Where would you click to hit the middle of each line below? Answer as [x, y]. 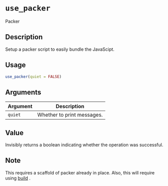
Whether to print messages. [70, 115]
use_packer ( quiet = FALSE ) [33, 76]
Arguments [23, 92]
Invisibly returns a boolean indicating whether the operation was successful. [84, 145]
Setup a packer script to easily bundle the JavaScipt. [60, 49]
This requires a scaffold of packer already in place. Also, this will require [80, 172]
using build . [18, 178]
